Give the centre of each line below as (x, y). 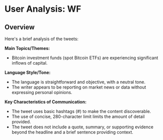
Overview (20, 27)
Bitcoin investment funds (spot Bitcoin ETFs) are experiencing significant (85, 58)
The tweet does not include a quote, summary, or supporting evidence (82, 127)
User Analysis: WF (43, 9)
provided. (21, 122)
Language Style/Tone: (28, 72)
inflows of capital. (30, 63)
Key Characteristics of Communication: (46, 102)
